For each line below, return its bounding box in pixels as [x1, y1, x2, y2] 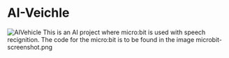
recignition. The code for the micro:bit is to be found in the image [7, 35, 195, 43]
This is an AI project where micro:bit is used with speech [43, 28, 206, 36]
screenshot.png [7, 43, 53, 51]
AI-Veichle [7, 5, 70, 21]
